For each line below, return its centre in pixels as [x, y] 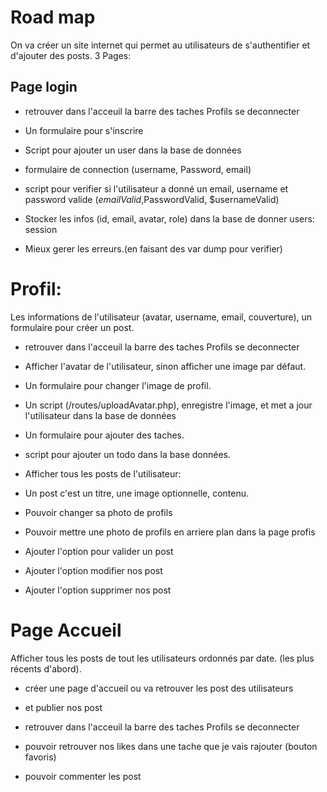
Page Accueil [66, 630]
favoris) [40, 757]
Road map [53, 17]
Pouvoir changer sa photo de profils [98, 512]
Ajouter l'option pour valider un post [99, 551]
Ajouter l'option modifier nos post [93, 570]
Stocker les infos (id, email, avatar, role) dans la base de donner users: [169, 218]
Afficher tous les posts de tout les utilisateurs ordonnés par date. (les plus [162, 658]
